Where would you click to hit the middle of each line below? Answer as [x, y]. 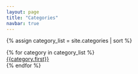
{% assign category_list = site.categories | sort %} [69, 41]
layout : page [23, 12]
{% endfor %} [24, 65]
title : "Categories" [33, 18]
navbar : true [23, 23]
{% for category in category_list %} [50, 53]
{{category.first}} [28, 59]
